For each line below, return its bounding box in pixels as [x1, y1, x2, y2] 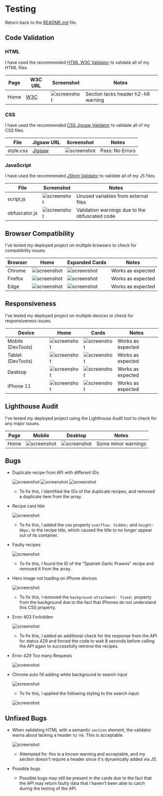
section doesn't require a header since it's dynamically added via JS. [19, 757, 158, 762]
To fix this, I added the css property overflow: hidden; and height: [19, 522, 154, 528]
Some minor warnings [96, 440, 147, 447]
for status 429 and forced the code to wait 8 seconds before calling [19, 638, 155, 644]
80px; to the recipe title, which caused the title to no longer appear [19, 527, 152, 533]
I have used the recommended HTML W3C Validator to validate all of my [5, 59, 149, 65]
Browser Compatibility [5, 229, 74, 237]
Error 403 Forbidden [12, 614, 53, 620]
